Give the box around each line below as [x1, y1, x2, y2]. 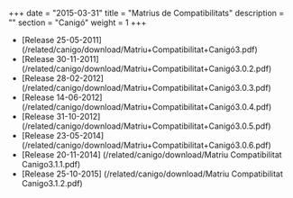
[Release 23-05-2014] [21, 130, 105, 140]
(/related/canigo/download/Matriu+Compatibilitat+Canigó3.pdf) [21, 44, 258, 55]
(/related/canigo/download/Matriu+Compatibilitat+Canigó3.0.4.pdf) [21, 102, 272, 112]
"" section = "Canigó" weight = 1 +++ [8, 17, 147, 28]
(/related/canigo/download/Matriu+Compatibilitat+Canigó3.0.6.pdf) [21, 139, 271, 150]
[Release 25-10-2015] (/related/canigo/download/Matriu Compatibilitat [21, 168, 283, 179]
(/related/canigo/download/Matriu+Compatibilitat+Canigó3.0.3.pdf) [21, 83, 271, 93]
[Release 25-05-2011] [21, 35, 103, 45]
